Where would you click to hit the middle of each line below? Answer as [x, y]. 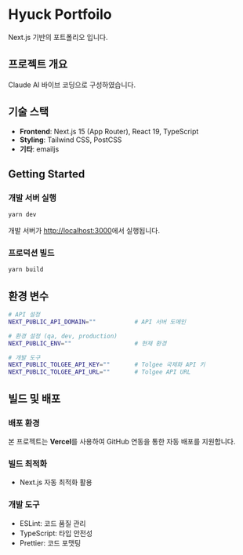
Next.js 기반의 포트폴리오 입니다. [58, 37]
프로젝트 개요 [38, 64]
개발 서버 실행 [33, 198]
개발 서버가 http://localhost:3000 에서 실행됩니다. [84, 231]
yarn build [26, 270]
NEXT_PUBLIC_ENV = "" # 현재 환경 [87, 343]
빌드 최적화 [28, 463]
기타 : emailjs [39, 149]
